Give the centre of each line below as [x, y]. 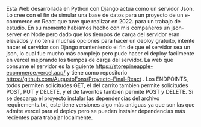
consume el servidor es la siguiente [50, 66]
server [14, 34]
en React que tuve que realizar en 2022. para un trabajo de [107, 21]
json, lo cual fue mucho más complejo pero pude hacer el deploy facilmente [100, 53]
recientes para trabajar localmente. [50, 117]
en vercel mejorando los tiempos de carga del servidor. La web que [90, 60]
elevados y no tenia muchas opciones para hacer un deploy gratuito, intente [100, 41]
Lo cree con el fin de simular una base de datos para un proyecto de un [95, 15]
